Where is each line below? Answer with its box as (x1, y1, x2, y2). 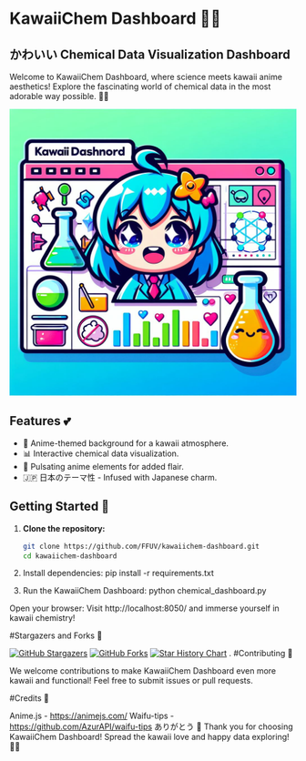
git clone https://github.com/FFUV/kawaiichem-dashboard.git (22, 542, 260, 551)
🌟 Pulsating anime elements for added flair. (22, 461, 184, 472)
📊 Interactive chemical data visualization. (22, 448, 179, 459)
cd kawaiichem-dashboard (22, 551, 117, 561)
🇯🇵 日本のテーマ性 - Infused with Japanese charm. (22, 472, 218, 482)
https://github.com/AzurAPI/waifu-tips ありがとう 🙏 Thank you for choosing (9, 721, 293, 732)
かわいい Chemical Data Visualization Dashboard (9, 46, 291, 62)
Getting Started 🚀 (9, 499, 110, 514)
